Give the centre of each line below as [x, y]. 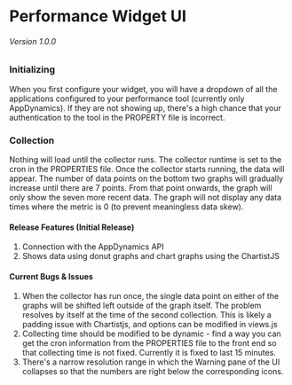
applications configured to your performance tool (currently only [127, 98]
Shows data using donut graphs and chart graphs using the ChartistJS [150, 256]
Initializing [32, 70]
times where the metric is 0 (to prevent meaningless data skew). [126, 207]
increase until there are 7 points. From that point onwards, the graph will [141, 188]
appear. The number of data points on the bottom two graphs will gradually [146, 178]
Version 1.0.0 [33, 41]
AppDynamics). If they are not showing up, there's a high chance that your [146, 107]
